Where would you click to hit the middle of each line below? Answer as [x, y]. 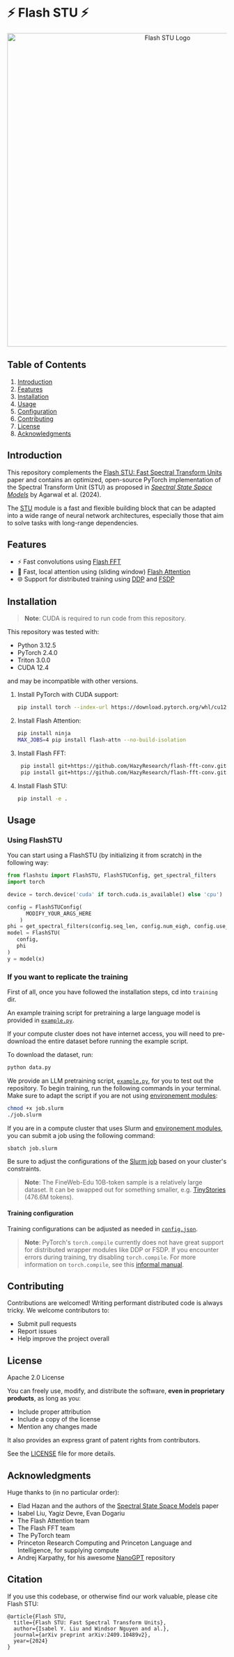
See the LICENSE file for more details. [62, 1454]
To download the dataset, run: [50, 1054]
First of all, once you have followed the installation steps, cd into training [112, 992]
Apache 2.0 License [36, 1378]
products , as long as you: [44, 1398]
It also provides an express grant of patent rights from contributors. [104, 1440]
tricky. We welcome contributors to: [58, 1311]
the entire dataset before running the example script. [113, 1041]
